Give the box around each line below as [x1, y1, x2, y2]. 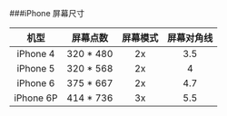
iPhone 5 [16, 63, 55, 74]
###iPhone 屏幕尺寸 [9, 8, 84, 18]
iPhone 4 [16, 48, 55, 60]
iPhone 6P [14, 92, 58, 104]
